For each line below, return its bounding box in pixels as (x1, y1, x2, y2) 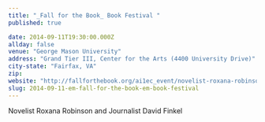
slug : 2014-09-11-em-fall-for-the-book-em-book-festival (8, 84, 200, 92)
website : (8, 76, 37, 85)
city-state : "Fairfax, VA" (8, 62, 97, 71)
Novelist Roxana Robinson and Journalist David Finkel (8, 105, 183, 115)
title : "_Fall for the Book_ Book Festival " (8, 11, 160, 20)
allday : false (8, 40, 55, 48)
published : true (8, 19, 62, 27)
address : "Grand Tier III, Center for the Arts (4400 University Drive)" (8, 55, 256, 63)
